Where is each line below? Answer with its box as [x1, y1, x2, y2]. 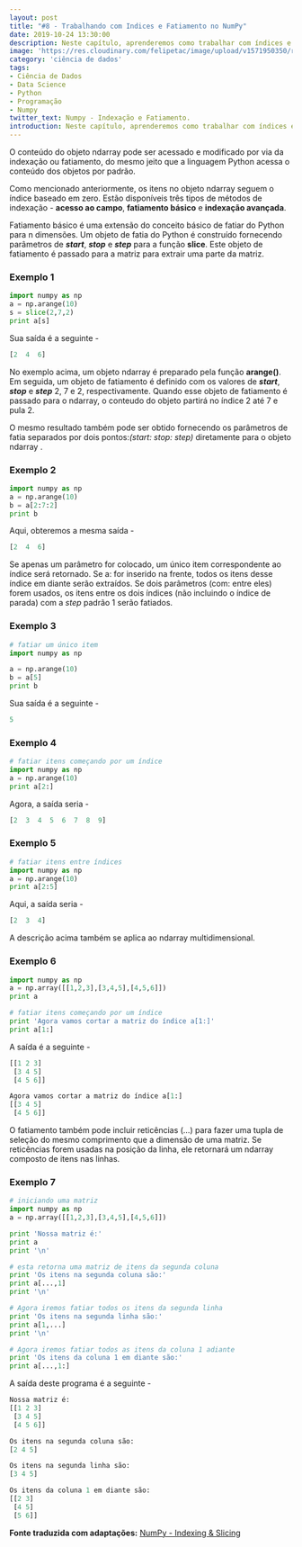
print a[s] [9, 316, 50, 325]
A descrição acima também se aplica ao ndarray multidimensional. [9, 932, 256, 943]
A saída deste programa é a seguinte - [9, 1378, 152, 1389]
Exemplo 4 [9, 736, 57, 749]
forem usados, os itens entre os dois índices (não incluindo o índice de [9, 588, 271, 598]
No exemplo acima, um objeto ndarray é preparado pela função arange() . [9, 366, 281, 377]
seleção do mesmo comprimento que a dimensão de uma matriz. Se [9, 1135, 262, 1146]
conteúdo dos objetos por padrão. [9, 166, 137, 176]
